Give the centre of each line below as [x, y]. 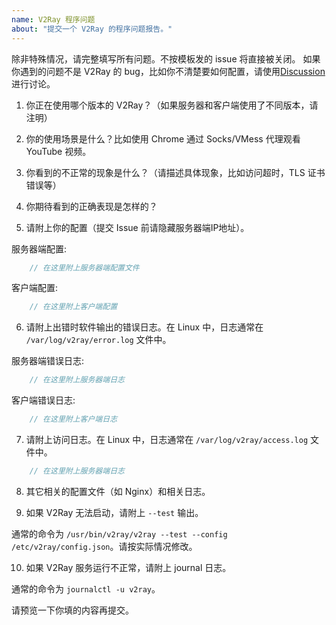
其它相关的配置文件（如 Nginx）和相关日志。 [118, 491]
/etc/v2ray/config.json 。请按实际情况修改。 [104, 546]
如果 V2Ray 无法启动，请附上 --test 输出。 [114, 512]
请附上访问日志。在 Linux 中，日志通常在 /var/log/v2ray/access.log [167, 439]
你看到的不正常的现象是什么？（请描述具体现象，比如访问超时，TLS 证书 [175, 172]
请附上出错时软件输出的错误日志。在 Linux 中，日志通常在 [144, 327]
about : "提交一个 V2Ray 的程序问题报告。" [92, 29]
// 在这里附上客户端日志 [73, 419]
